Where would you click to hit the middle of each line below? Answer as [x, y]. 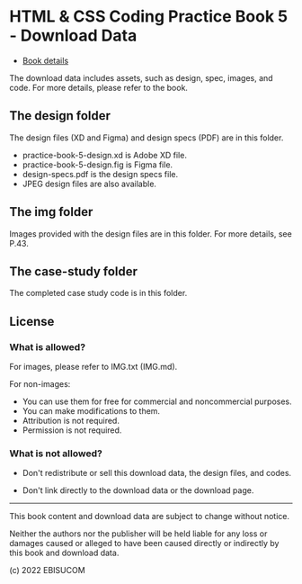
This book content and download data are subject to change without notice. [150, 517]
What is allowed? [48, 346]
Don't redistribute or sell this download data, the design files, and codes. [157, 473]
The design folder [60, 116]
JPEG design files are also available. [89, 184]
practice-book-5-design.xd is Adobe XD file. [104, 155]
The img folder [51, 212]
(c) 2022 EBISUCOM [47, 571]
